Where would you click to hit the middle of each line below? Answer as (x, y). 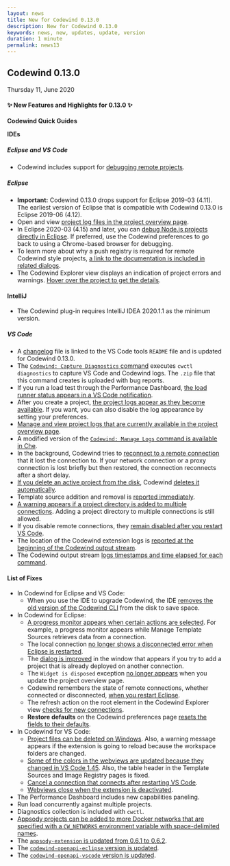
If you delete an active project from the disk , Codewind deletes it (108, 482)
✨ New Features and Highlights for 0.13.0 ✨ (70, 105)
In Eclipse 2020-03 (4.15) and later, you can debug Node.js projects (112, 229)
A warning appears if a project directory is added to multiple (102, 504)
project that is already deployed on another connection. (105, 666)
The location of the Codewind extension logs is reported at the (105, 541)
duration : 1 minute (35, 39)
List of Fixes (25, 578)
